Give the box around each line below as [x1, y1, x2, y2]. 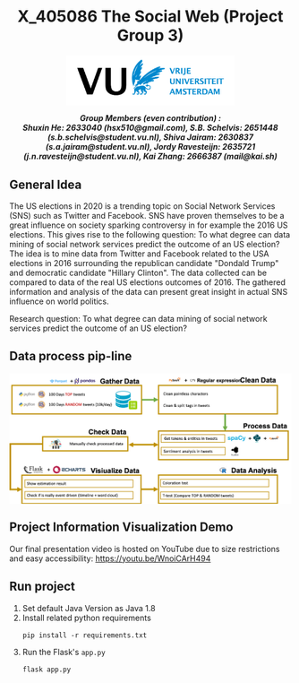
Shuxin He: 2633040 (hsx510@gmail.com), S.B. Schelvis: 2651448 [21, 123, 279, 134]
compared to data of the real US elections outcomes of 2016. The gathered [9, 277, 286, 288]
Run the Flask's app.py [21, 646, 106, 657]
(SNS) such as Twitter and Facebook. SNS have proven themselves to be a [9, 211, 285, 221]
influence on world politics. [9, 296, 109, 307]
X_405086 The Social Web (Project [17, 6, 284, 27]
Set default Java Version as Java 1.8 [21, 602, 156, 613]
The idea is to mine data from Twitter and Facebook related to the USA [9, 248, 270, 259]
